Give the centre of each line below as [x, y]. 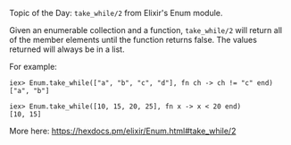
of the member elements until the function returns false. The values [133, 40]
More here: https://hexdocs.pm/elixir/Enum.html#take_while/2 [123, 131]
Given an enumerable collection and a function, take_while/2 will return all [146, 30]
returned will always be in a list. [67, 49]
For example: [33, 67]
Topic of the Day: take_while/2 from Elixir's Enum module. [116, 13]
